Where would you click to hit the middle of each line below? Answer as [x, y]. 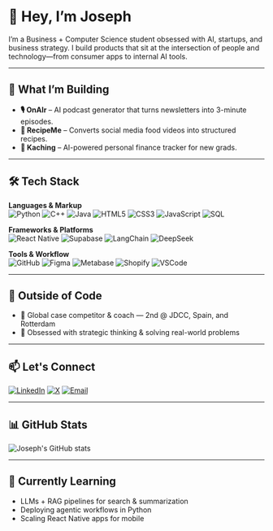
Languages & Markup [45, 205]
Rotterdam [37, 324]
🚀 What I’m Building [59, 90]
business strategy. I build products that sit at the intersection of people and [134, 47]
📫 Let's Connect [52, 366]
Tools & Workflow [39, 254]
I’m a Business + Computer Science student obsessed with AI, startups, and [135, 39]
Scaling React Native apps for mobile [82, 518]
